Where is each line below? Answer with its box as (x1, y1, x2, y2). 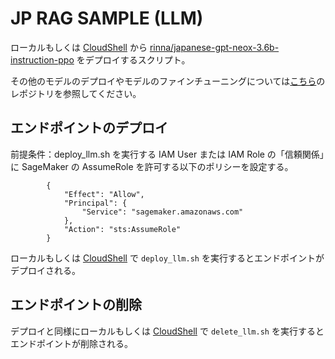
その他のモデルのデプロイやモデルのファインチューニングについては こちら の (10, 75, 326, 87)
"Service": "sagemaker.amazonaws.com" (81, 207, 244, 217)
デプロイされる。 (10, 264, 81, 276)
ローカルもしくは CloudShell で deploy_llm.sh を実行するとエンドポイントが (10, 252, 325, 264)
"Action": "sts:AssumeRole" (63, 224, 182, 234)
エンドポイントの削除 (10, 297, 142, 314)
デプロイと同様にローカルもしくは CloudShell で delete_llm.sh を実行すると (10, 325, 325, 337)
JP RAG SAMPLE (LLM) (10, 7, 204, 30)
